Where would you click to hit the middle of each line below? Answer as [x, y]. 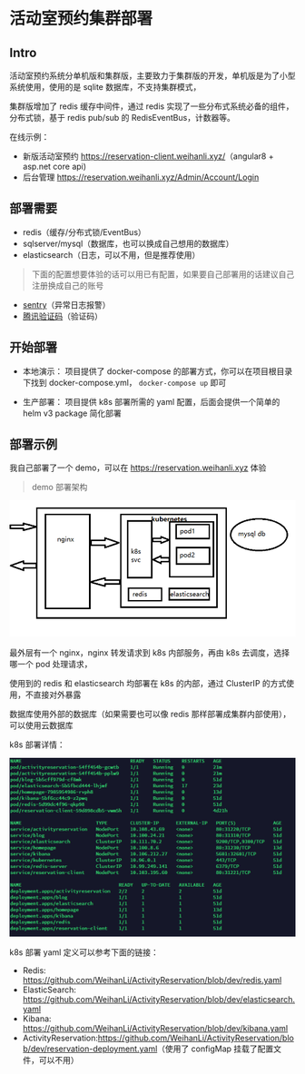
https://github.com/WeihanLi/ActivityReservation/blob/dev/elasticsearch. [159, 1000]
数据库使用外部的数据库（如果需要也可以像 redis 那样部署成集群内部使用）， [150, 714]
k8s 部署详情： [37, 744]
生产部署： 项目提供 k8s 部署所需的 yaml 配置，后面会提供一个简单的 [151, 401]
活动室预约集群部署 [81, 19]
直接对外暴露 [57, 695]
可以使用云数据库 [41, 725]
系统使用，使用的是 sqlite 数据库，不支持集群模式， [105, 87]
